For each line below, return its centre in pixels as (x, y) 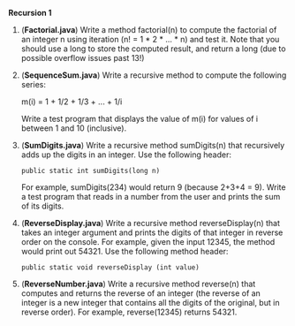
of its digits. (42, 206)
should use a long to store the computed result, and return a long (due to (153, 49)
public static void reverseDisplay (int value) (110, 268)
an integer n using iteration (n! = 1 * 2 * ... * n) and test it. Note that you (150, 39)
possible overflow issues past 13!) (83, 58)
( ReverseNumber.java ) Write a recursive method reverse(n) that (138, 284)
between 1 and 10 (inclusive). (74, 128)
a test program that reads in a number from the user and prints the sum (151, 197)
